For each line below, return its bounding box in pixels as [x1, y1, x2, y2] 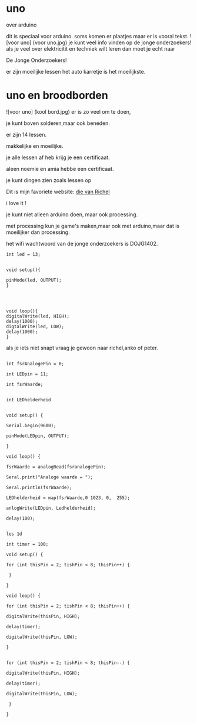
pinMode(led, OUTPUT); [6, 277, 62, 283]
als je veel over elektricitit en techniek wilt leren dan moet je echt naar [6, 45, 175, 52]
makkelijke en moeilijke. [6, 142, 64, 149]
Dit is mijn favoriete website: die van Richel [6, 188, 110, 195]
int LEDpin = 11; [6, 371, 49, 377]
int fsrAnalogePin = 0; [6, 361, 65, 367]
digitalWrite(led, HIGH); [6, 313, 69, 319]
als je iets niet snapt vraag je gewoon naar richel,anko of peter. [6, 344, 158, 351]
